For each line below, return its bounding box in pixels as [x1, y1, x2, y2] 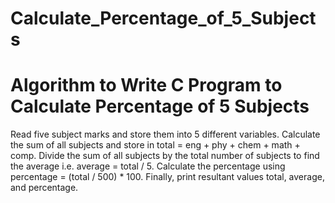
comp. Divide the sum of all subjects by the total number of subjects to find [10, 150, 320, 162]
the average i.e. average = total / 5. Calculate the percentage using [10, 160, 286, 172]
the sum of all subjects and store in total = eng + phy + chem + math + [10, 139, 301, 151]
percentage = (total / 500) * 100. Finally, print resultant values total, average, [10, 171, 325, 183]
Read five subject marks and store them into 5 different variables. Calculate [10, 128, 321, 141]
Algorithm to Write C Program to [10, 74, 283, 97]
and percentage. [10, 182, 79, 194]
